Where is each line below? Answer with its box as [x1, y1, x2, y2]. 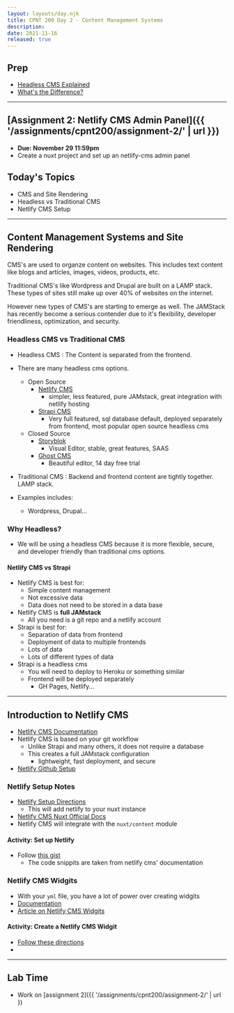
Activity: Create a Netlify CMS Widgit [7, 922, 117, 931]
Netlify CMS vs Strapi [7, 563, 71, 572]
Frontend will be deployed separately [27, 675, 134, 683]
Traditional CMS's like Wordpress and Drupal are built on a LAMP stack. [7, 281, 213, 290]
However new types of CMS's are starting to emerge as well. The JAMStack [7, 302, 226, 311]
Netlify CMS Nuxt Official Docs [17, 812, 107, 821]
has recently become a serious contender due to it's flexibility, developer [7, 310, 217, 318]
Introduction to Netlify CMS [7, 709, 129, 721]
